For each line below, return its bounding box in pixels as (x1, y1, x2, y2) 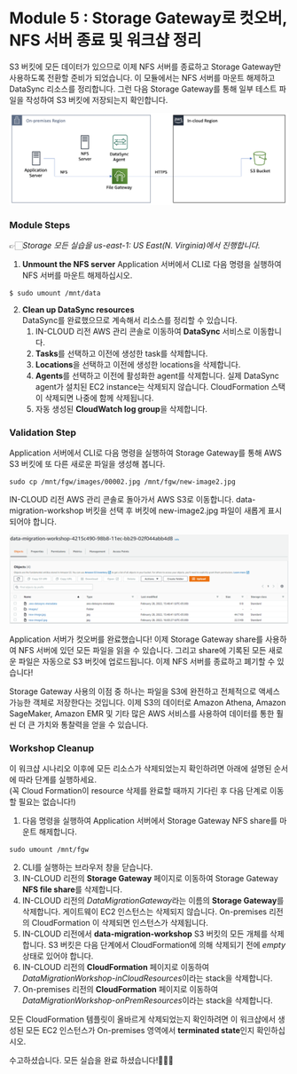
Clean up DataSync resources (21, 304, 135, 315)
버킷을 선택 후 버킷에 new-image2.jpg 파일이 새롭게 (85, 505, 266, 516)
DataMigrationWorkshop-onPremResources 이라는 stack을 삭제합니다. (21, 995, 273, 1006)
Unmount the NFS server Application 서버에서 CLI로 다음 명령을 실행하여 (21, 259, 282, 270)
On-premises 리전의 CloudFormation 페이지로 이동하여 (21, 984, 219, 995)
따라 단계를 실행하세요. (18, 774, 98, 786)
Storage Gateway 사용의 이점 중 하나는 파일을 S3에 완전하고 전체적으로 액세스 (9, 685, 281, 697)
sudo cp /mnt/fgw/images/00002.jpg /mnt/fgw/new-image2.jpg (9, 478, 237, 486)
